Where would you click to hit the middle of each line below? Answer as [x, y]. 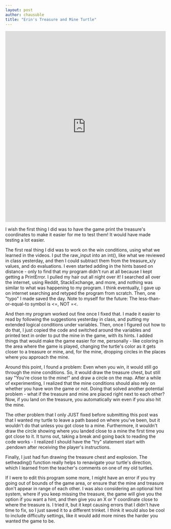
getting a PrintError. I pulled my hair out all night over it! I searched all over [83, 277]
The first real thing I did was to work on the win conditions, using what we [83, 250]
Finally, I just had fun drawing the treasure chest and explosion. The [76, 457]
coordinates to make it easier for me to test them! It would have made [78, 235]
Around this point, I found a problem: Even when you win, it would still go [82, 367]
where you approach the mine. [37, 357]
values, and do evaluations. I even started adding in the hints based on [79, 266]
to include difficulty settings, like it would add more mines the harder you [82, 516]
